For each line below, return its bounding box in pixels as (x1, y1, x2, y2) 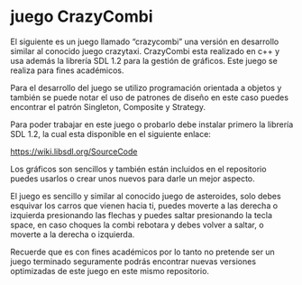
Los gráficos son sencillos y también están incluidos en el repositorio (10, 163, 267, 174)
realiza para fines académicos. (10, 65, 124, 76)
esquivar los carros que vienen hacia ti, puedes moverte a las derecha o (10, 200, 279, 211)
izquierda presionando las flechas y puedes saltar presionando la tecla (10, 209, 273, 220)
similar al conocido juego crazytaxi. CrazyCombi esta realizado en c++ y (10, 45, 280, 56)
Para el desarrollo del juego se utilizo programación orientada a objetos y (10, 82, 282, 93)
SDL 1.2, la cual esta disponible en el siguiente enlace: (10, 128, 211, 139)
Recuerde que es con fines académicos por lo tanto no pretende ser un (10, 246, 276, 257)
